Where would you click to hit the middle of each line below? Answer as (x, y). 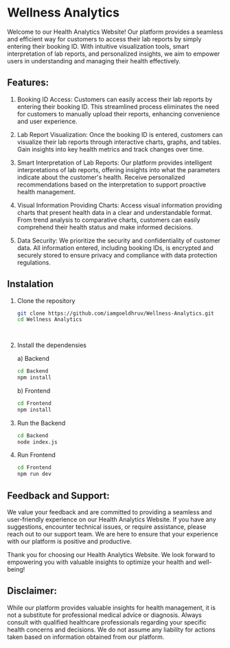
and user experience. (47, 121)
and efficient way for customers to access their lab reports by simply (104, 39)
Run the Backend (41, 423)
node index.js (37, 442)
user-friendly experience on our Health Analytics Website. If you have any (112, 519)
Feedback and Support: (58, 495)
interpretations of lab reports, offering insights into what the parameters (119, 169)
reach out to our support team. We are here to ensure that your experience (113, 534)
